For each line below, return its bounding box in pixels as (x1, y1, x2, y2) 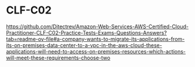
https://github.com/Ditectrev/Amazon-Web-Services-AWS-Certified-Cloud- (6, 23, 189, 30)
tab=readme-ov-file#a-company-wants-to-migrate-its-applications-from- (6, 35, 185, 42)
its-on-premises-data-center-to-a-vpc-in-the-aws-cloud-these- (6, 42, 163, 49)
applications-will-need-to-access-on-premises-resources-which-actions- (6, 48, 186, 55)
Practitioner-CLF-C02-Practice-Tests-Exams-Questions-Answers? (6, 29, 167, 36)
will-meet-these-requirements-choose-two (6, 54, 110, 61)
